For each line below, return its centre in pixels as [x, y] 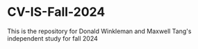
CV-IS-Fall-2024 [56, 12]
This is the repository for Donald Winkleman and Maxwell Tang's [99, 31]
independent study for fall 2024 [53, 38]
